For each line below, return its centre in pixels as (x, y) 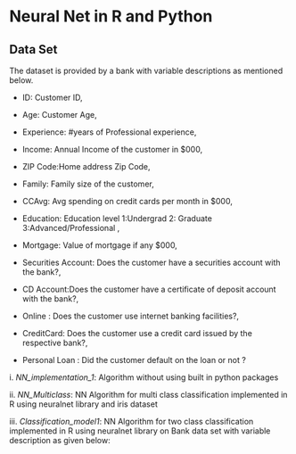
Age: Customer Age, (59, 115)
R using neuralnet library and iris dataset (83, 404)
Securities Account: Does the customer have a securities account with (151, 262)
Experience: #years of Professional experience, (109, 132)
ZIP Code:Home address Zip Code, (86, 166)
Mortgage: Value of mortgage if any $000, (100, 245)
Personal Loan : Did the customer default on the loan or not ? (134, 360)
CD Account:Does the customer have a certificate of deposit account (149, 289)
